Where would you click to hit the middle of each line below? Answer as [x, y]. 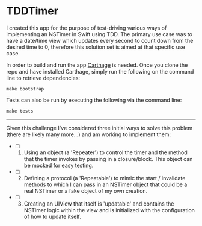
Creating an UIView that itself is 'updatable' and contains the [99, 204]
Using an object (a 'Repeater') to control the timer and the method [106, 152]
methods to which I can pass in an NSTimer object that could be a [106, 184]
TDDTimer [32, 11]
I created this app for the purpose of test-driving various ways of [87, 28]
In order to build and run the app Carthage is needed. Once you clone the [97, 65]
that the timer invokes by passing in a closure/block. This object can [108, 159]
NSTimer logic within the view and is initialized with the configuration [109, 210]
